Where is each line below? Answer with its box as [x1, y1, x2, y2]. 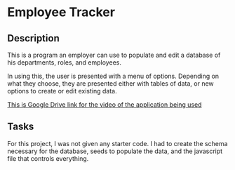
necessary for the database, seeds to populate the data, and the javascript [7, 147, 223, 155]
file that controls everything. [7, 154, 89, 162]
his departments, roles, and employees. [7, 58, 121, 67]
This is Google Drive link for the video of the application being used [7, 100, 202, 109]
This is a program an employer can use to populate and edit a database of [7, 51, 221, 59]
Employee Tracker [7, 4, 116, 20]
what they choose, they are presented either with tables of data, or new [7, 79, 214, 88]
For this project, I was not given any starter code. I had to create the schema [7, 139, 228, 148]
